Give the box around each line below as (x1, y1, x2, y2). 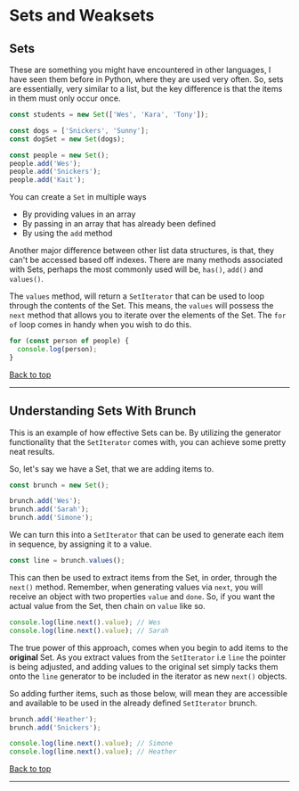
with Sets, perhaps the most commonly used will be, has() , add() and (9, 264, 264, 275)
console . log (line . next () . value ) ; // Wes (9, 617, 162, 627)
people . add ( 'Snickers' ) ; (9, 167, 101, 177)
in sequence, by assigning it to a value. (9, 539, 152, 549)
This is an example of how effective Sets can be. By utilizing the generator (9, 427, 282, 438)
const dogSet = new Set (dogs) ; (9, 135, 125, 144)
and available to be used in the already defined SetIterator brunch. (9, 697, 258, 708)
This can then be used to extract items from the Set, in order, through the (9, 572, 278, 582)
